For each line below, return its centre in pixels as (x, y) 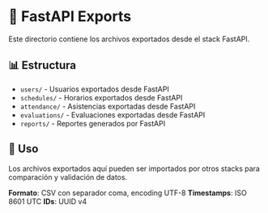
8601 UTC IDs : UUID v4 (48, 201)
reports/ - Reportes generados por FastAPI (93, 123)
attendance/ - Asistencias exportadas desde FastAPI (108, 106)
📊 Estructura (43, 65)
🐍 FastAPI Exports (70, 17)
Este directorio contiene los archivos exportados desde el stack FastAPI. (129, 39)
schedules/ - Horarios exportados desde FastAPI (101, 97)
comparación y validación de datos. (68, 177)
